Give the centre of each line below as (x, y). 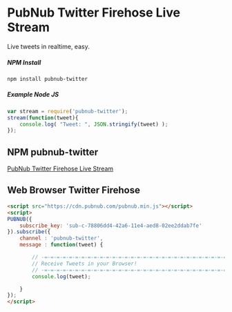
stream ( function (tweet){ (43, 118)
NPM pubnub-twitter (53, 152)
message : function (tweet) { (61, 245)
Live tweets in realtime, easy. (48, 46)
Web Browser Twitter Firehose (74, 190)
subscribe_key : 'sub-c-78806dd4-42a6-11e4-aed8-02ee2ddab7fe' (111, 226)
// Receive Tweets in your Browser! (85, 264)
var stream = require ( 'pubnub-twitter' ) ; (68, 111)
